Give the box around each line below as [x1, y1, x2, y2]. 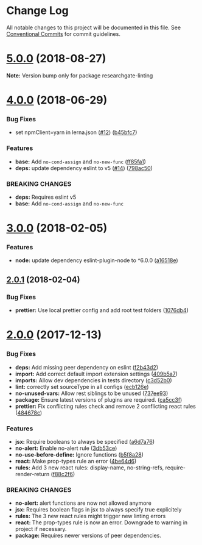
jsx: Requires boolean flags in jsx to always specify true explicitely [15, 506, 182, 513]
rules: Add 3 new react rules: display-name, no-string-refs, [15, 464, 164, 471]
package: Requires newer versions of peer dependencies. [15, 532, 161, 540]
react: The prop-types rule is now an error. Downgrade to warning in [15, 519, 188, 526]
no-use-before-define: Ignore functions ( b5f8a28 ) [15, 451, 144, 458]
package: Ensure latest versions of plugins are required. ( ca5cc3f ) [15, 396, 183, 403]
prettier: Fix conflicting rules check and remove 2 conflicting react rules [15, 402, 196, 410]
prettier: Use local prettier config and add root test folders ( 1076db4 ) [15, 307, 189, 314]
